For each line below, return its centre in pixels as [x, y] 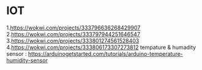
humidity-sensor [27, 60]
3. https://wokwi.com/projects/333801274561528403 [73, 41]
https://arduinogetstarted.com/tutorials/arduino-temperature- [106, 53]
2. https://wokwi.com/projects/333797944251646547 [73, 34]
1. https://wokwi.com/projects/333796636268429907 [73, 28]
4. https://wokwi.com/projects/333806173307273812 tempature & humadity [101, 47]
